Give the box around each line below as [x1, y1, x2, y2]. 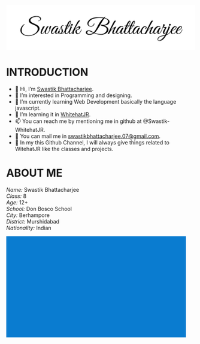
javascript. [14, 104, 41, 112]
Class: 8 [6, 192, 27, 200]
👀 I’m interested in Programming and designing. [14, 92, 132, 99]
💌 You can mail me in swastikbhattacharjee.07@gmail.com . [14, 132, 160, 140]
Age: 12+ [6, 198, 28, 206]
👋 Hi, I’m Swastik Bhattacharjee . [14, 86, 94, 93]
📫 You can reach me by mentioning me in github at [14, 117, 142, 125]
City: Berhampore [6, 212, 50, 219]
